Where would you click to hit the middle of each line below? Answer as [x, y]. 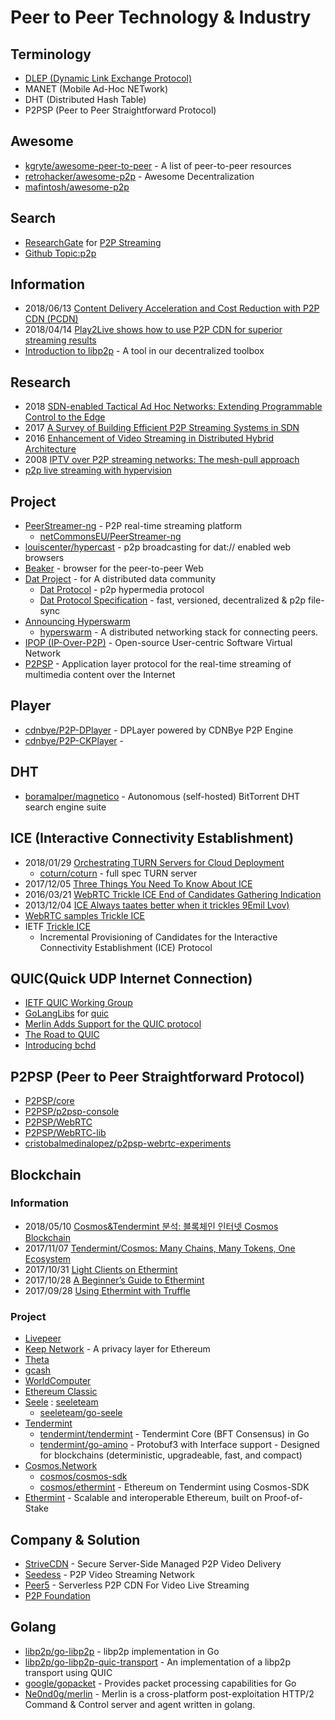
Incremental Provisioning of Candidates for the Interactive [158, 937]
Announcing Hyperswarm [77, 622]
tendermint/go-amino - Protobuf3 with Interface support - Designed [179, 1445]
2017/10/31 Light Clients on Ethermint [101, 1269]
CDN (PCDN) [51, 319]
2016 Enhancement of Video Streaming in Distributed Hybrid [149, 438]
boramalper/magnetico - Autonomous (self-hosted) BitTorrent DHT [162, 796]
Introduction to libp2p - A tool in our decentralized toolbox [144, 351]
